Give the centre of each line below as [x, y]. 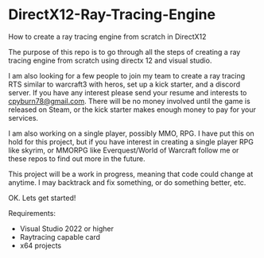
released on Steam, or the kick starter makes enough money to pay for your [132, 110]
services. [23, 117]
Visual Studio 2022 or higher [66, 229]
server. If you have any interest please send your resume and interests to [128, 92]
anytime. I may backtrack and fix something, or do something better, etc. [127, 182]
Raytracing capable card [60, 237]
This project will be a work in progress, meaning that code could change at [131, 174]
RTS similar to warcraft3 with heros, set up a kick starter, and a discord [124, 84]
